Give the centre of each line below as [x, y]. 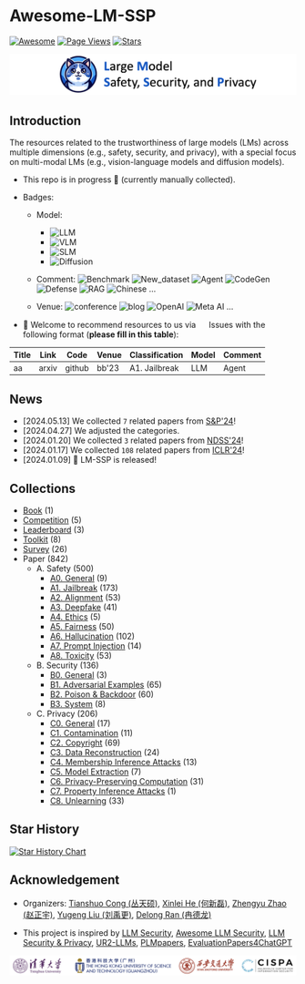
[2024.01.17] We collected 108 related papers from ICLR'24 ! [133, 450]
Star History [45, 830]
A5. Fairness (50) [82, 626]
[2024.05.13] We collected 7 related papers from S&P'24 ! [129, 421]
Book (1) [38, 510]
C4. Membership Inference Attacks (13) [123, 762]
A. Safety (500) [65, 568]
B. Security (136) [67, 665]
